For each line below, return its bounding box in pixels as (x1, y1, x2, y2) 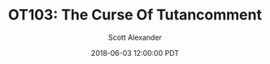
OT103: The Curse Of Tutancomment (7, 6, 263, 24)
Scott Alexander (107, 32, 163, 42)
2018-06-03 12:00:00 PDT (90, 48, 180, 58)
